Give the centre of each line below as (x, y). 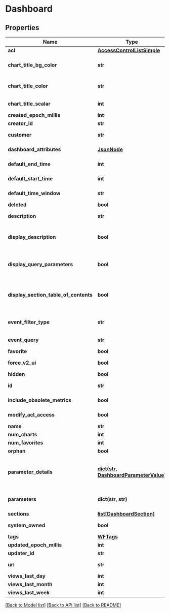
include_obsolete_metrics (40, 400)
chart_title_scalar (29, 104)
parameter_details (30, 472)
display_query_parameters (40, 264)
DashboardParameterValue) (132, 475)
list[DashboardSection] (126, 514)
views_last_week (29, 592)
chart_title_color (28, 86)
